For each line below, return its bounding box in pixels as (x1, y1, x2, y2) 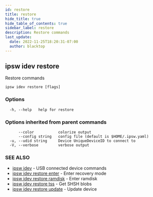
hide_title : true (5, 16, 41, 21)
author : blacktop (9, 44, 45, 49)
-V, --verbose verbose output (9, 143, 90, 148)
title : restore (5, 12, 37, 17)
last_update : (5, 35, 32, 40)
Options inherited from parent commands (5, 119, 107, 126)
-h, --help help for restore (9, 107, 74, 112)
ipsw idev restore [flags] (5, 85, 61, 90)
